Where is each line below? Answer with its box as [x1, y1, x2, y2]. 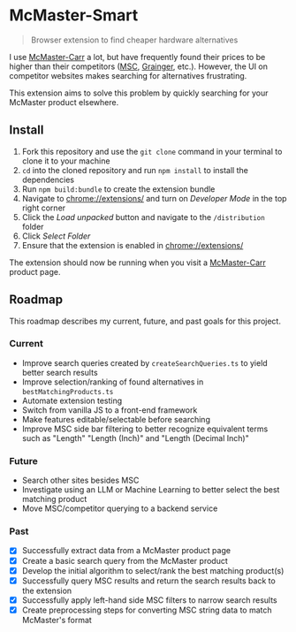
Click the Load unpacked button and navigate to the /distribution [21, 211, 265, 222]
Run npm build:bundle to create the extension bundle [21, 183, 216, 194]
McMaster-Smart [9, 5, 139, 26]
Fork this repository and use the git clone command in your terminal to [21, 146, 283, 156]
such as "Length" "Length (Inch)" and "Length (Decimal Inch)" [21, 432, 249, 443]
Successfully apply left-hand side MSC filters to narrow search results [21, 594, 277, 605]
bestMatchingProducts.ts [21, 387, 114, 396]
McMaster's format [21, 614, 93, 625]
